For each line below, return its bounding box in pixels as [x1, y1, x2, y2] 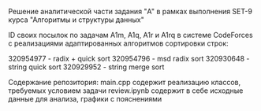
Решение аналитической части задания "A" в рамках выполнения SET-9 [8, 7, 252, 16]
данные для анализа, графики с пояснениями [8, 94, 162, 103]
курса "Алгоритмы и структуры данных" [8, 15, 144, 24]
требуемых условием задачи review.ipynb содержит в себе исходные [8, 86, 244, 95]
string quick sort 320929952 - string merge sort [8, 62, 165, 72]
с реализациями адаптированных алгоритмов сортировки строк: [8, 39, 229, 48]
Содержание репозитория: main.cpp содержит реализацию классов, [8, 78, 241, 87]
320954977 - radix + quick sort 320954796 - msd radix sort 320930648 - [8, 54, 250, 63]
